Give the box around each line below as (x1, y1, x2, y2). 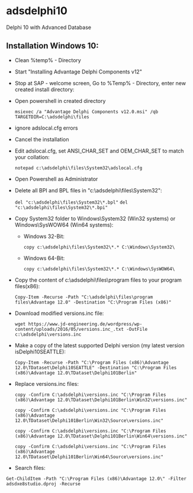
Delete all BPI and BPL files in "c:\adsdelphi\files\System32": (14, 186, 162, 194)
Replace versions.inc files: (14, 380, 79, 387)
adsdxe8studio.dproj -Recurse (6, 481, 81, 486)
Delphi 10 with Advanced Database (6, 24, 92, 31)
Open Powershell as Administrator (14, 175, 98, 182)
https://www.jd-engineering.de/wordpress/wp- (28, 321, 143, 327)
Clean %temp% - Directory (14, 56, 81, 63)
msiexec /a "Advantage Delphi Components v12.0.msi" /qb (14, 108, 159, 115)
